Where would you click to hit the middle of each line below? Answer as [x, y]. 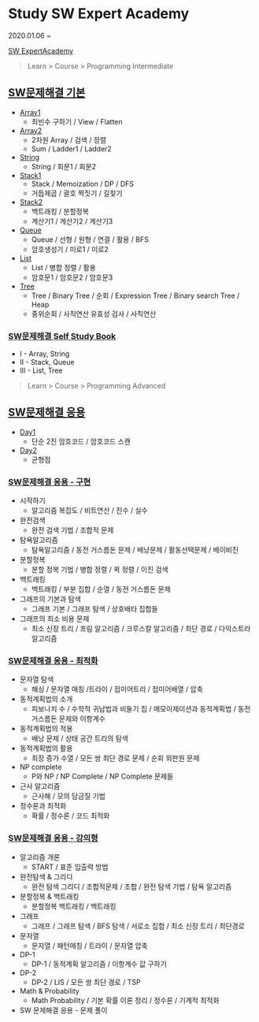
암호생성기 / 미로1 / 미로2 [70, 249]
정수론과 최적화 [43, 806]
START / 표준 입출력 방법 [70, 867]
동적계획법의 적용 [46, 729]
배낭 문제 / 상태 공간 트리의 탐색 [80, 738]
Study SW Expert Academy [99, 14]
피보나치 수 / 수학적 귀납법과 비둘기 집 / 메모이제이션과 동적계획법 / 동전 [141, 709]
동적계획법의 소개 [46, 699]
